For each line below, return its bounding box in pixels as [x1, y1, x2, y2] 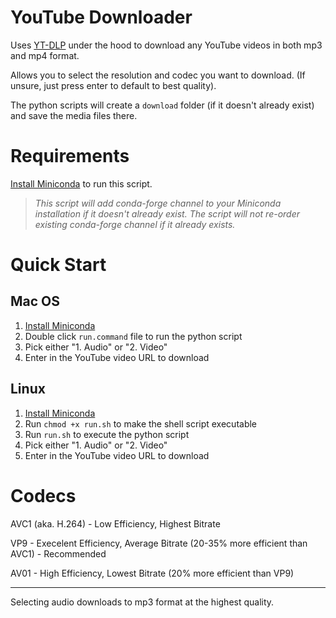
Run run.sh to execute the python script [24, 428, 190, 440]
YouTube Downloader [10, 6, 193, 29]
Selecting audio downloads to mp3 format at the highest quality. [10, 596, 275, 608]
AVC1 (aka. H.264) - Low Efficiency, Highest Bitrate [10, 517, 221, 530]
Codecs [10, 484, 77, 507]
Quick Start [10, 254, 107, 276]
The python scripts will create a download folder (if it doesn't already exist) [10, 99, 315, 111]
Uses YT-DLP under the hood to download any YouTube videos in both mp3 [10, 39, 323, 51]
